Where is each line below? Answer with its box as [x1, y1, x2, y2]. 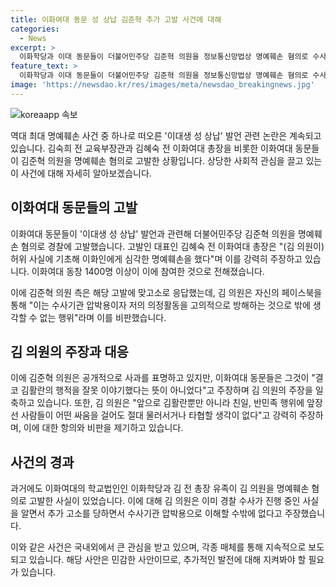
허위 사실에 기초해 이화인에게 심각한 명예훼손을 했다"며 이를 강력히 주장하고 [10, 252, 303, 265]
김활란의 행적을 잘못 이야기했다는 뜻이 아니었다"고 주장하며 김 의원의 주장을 [20, 384, 313, 396]
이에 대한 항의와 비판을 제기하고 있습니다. [23, 422, 184, 434]
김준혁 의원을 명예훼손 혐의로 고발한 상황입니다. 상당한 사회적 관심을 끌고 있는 [20, 154, 323, 166]
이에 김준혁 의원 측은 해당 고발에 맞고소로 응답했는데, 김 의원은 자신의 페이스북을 [10, 286, 323, 298]
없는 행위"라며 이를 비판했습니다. [39, 311, 167, 323]
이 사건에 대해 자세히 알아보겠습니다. [10, 167, 152, 179]
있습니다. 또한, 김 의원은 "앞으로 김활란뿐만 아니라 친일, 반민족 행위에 [36, 397, 305, 409]
